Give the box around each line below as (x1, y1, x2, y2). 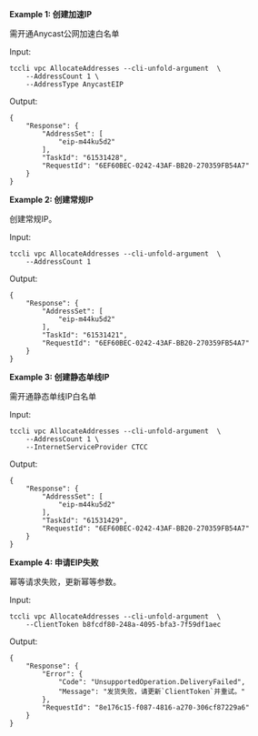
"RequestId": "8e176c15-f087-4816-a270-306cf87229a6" (42, 703, 250, 712)
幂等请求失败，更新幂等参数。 (9, 577, 121, 587)
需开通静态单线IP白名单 (9, 391, 97, 401)
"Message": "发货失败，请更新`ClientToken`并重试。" (57, 687, 245, 696)
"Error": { (42, 670, 84, 679)
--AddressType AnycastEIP (25, 80, 124, 89)
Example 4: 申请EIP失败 (9, 557, 99, 568)
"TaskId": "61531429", (42, 516, 128, 525)
